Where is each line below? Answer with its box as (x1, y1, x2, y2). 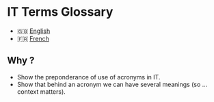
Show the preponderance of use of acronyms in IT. (16, 73, 161, 81)
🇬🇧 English (16, 27, 51, 35)
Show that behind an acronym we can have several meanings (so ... (16, 80, 208, 88)
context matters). (16, 87, 66, 96)
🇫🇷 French (16, 34, 50, 42)
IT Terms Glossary (7, 4, 113, 20)
